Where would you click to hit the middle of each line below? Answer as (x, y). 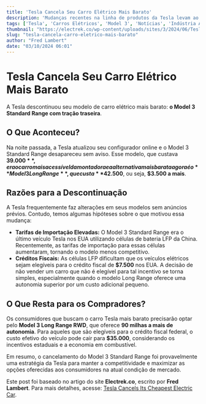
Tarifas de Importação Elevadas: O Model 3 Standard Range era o (99, 232)
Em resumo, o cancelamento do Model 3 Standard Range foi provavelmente (102, 357)
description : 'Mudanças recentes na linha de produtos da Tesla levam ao (103, 18)
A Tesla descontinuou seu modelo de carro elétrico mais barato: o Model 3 (101, 107)
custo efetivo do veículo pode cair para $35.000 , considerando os (90, 338)
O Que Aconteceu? (43, 133)
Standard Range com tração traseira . (54, 113)
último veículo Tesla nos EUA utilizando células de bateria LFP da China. (106, 239)
